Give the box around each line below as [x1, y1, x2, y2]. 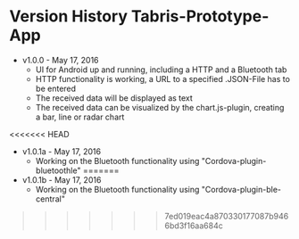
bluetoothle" [35, 165, 81, 176]
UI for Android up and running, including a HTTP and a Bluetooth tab [35, 64, 287, 75]
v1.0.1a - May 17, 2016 [21, 145, 101, 157]
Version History [9, 6, 128, 27]
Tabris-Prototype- [130, 6, 270, 27]
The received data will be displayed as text [35, 92, 194, 103]
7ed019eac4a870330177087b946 [164, 210, 289, 221]
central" [35, 194, 65, 204]
